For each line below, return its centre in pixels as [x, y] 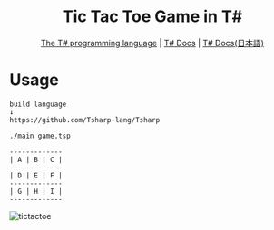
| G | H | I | [36, 191]
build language [38, 104]
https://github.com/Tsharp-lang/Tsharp [85, 120]
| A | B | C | [36, 159]
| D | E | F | [36, 175]
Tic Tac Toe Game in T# [152, 17]
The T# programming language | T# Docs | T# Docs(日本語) [152, 43]
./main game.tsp [40, 136]
